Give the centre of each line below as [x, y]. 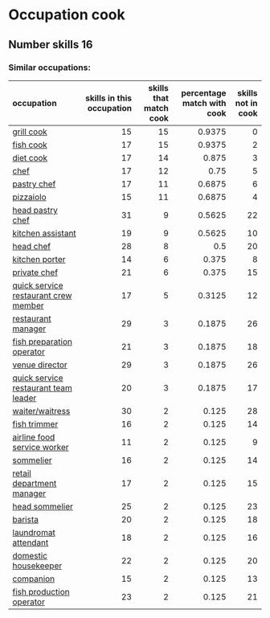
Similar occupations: [49, 68]
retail [22, 473]
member [28, 305]
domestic [30, 555]
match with [204, 103]
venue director [40, 365]
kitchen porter [39, 259]
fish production [41, 591]
